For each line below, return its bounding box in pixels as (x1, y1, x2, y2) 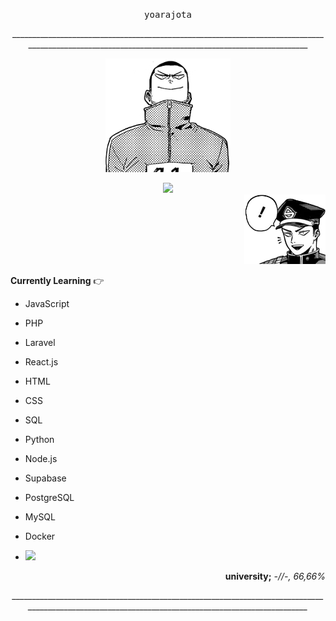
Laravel (24, 336, 56, 348)
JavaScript (24, 297, 70, 309)
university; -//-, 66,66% (224, 570, 326, 582)
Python (24, 433, 55, 445)
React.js (24, 355, 59, 368)
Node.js (24, 452, 58, 464)
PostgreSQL (24, 491, 75, 503)
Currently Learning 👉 (10, 274, 105, 286)
